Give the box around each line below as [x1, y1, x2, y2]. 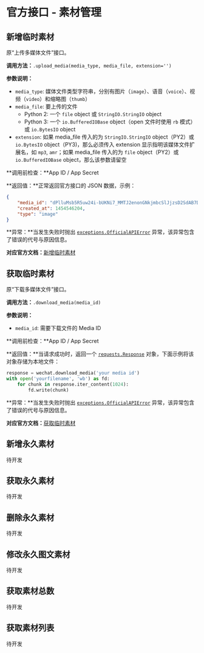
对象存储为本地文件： [6, 358, 59, 365]
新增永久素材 [6, 439, 55, 449]
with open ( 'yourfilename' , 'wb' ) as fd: [6, 376, 110, 382]
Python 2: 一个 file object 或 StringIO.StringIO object [24, 111, 162, 117]
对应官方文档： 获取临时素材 [6, 419, 76, 426]
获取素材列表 [6, 623, 55, 633]
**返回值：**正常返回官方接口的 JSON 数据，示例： [6, 182, 136, 189]
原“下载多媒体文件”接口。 [6, 286, 70, 293]
